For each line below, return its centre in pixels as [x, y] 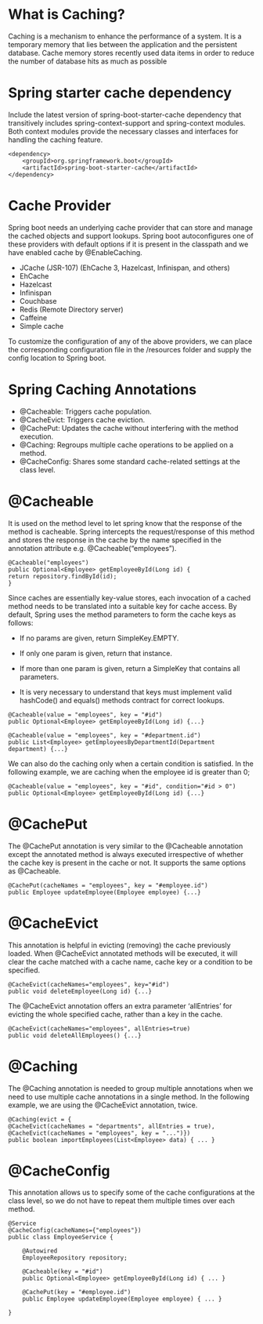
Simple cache [41, 326]
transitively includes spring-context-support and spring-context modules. [127, 122]
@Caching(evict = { [40, 1119]
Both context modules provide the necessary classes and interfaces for [123, 131]
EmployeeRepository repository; [75, 1258]
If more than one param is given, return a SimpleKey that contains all [130, 668]
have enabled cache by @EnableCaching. [75, 252]
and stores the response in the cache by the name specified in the [115, 540]
